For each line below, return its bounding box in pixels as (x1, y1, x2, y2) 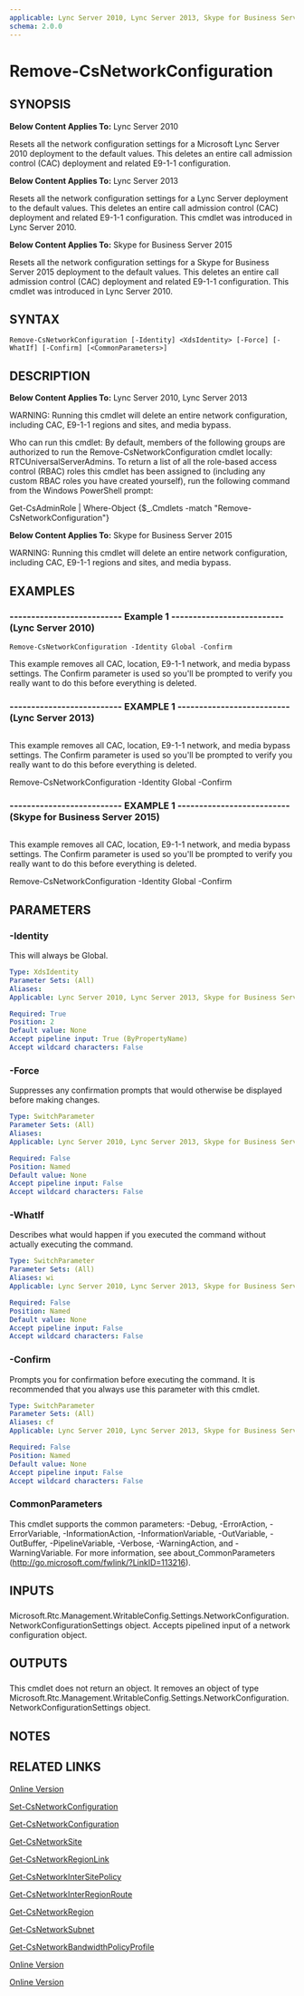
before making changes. (9, 1094, 100, 1105)
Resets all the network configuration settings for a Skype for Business (9, 256, 270, 267)
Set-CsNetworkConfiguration (9, 1800, 119, 1812)
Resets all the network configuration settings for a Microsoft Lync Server (9, 138, 280, 149)
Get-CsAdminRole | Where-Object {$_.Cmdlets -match (9, 503, 213, 514)
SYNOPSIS (9, 97, 71, 112)
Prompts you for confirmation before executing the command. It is (9, 1374, 256, 1384)
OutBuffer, (9, 1538, 48, 1548)
